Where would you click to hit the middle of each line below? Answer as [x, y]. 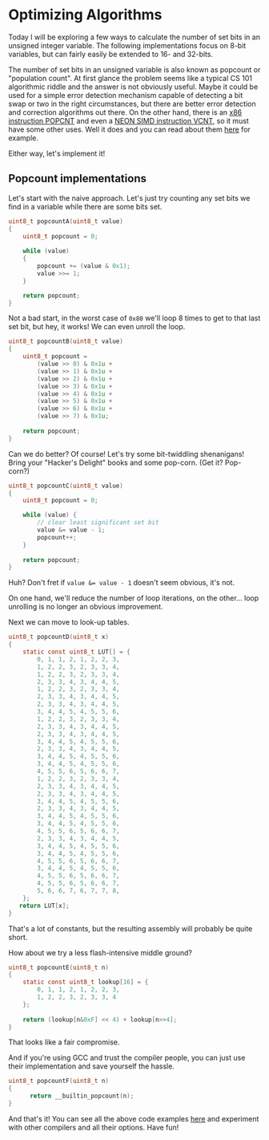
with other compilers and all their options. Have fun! [94, 1127]
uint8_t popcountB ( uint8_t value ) [66, 342]
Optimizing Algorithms [85, 15]
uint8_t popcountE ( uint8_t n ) [59, 967]
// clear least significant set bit [98, 523]
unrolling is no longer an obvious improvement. [86, 607]
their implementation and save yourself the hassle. [91, 1066]
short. [18, 937]
